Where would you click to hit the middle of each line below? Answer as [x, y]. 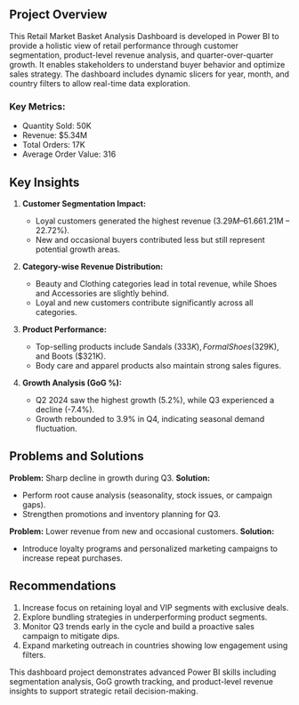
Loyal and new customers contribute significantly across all [144, 303]
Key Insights [44, 182]
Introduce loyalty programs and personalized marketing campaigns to [150, 548]
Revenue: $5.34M [54, 135]
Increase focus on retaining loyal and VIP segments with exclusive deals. [155, 607]
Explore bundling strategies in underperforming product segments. [145, 617]
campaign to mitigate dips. [71, 636]
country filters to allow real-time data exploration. [100, 83]
